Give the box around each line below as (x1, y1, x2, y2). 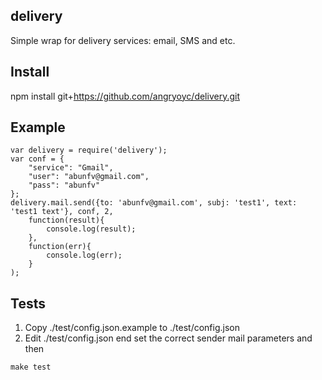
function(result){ (28, 215, 105, 226)
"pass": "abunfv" (28, 180, 101, 191)
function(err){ (28, 242, 92, 252)
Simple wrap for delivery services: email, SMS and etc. (10, 34, 236, 46)
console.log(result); (46, 224, 137, 234)
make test (10, 362, 52, 373)
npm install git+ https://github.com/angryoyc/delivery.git (10, 90, 240, 102)
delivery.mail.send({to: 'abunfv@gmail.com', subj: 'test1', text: (10, 198, 298, 208)
